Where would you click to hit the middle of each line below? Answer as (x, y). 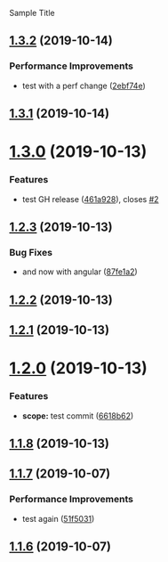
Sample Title (32, 13)
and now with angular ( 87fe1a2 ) (80, 272)
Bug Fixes (31, 252)
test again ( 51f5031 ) (58, 518)
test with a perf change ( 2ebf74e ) (84, 86)
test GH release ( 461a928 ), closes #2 (90, 199)
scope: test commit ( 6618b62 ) (78, 415)
